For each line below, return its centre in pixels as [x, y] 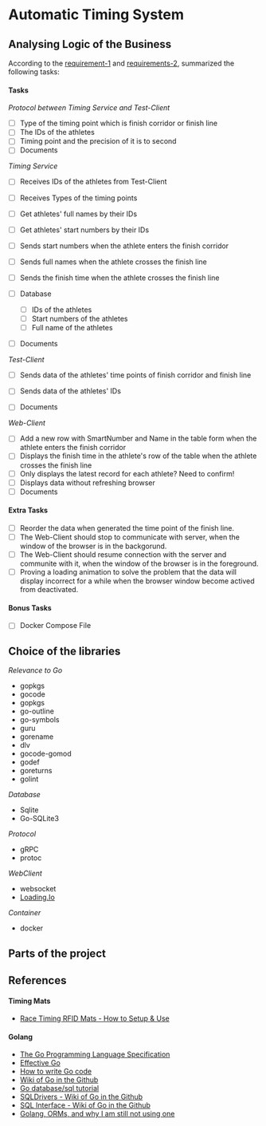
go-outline [37, 711]
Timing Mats [29, 1001]
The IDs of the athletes [57, 132]
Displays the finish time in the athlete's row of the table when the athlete [138, 456]
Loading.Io [37, 897]
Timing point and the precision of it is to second [98, 141]
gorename [37, 737]
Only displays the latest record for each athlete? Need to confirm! [127, 473]
